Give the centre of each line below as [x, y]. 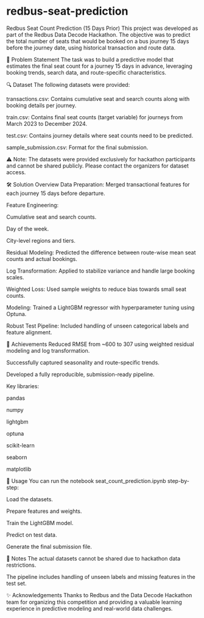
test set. [16, 583]
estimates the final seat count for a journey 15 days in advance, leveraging [100, 66]
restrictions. [21, 565]
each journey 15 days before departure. [56, 193]
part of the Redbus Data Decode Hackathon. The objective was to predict [98, 34]
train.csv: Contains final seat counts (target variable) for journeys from [95, 117]
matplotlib [19, 469]
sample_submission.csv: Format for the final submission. [77, 147]
